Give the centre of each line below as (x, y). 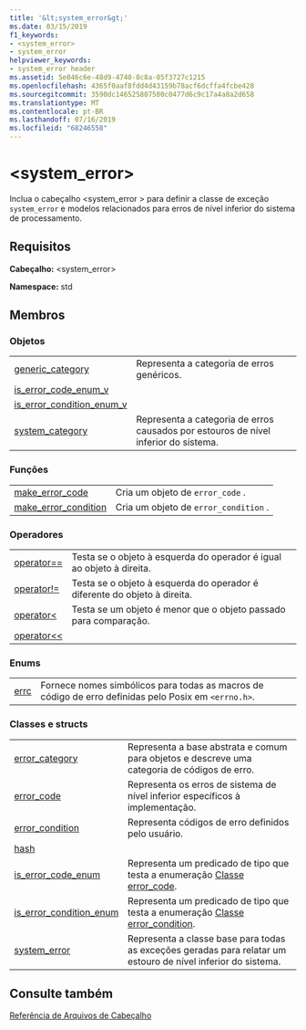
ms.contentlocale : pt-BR (56, 111)
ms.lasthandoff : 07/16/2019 (63, 120)
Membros (37, 315)
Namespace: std (41, 286)
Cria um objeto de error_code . (180, 492)
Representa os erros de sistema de (202, 784)
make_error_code (51, 492)
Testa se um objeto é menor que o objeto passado (178, 610)
